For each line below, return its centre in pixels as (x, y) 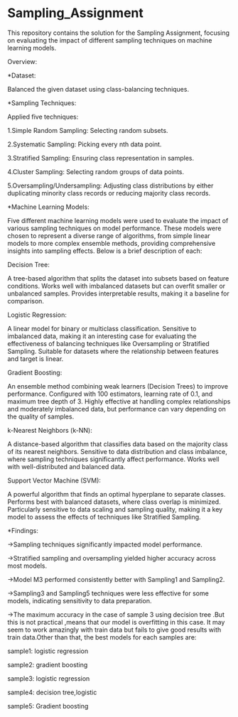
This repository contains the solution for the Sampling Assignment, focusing (118, 33)
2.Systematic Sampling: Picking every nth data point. (85, 144)
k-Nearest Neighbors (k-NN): (50, 430)
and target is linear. (36, 358)
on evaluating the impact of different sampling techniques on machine (110, 40)
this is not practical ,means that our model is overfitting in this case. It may (116, 622)
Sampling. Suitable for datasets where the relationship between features (113, 351)
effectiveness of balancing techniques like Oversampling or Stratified (108, 343)
